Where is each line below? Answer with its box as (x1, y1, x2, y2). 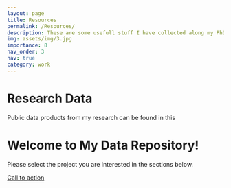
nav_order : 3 (7, 49, 45, 56)
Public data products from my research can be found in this (7, 113, 176, 121)
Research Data (7, 91, 93, 106)
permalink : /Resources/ (7, 23, 76, 30)
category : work (7, 61, 51, 68)
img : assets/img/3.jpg (7, 36, 72, 43)
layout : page (7, 10, 45, 17)
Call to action (7, 173, 45, 182)
